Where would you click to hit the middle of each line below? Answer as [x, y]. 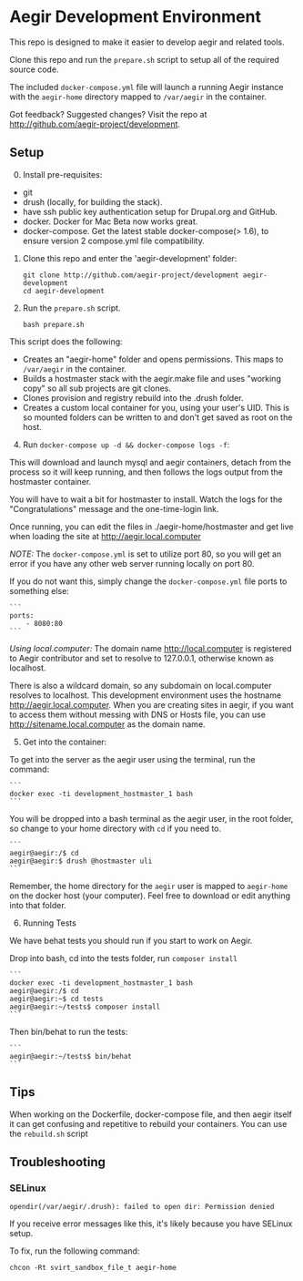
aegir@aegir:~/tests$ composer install [85, 1007]
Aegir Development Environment [136, 17]
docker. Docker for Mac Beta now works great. [110, 221]
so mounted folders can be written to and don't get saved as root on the [157, 417]
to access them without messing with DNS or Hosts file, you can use [138, 714]
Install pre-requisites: [62, 174]
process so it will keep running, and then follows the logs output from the [146, 472]
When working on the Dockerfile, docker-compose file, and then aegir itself [151, 1114]
